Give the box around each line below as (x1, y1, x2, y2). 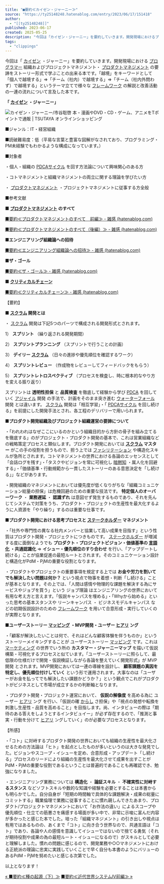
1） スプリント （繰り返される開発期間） (5, 330, 87, 337)
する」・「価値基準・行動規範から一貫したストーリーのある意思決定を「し (5, 465, 151, 471)
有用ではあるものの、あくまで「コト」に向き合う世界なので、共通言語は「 (5, 822, 155, 827)
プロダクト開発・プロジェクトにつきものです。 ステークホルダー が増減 (13, 533, 158, 539)
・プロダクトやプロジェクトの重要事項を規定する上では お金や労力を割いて (5, 568, 157, 574)
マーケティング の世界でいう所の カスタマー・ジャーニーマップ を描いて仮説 (5, 645, 158, 650)
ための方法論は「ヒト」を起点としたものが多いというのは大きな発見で (13, 743, 155, 750)
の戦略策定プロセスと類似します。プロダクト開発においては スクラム (5, 441, 143, 446)
